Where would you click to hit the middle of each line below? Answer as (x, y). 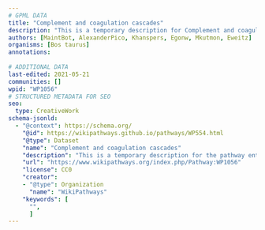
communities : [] (35, 81)
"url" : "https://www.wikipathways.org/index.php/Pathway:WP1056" (132, 163)
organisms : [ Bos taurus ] (49, 45)
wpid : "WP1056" (33, 89)
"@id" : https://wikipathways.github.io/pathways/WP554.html (123, 133)
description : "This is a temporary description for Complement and (121, 30)
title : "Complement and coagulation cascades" (86, 23)
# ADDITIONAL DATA (38, 67)
